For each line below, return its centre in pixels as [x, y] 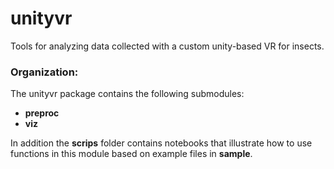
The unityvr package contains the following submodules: [127, 94]
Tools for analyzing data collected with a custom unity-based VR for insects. [167, 46]
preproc [42, 113]
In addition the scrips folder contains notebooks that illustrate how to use [161, 143]
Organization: [44, 72]
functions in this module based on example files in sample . [131, 154]
